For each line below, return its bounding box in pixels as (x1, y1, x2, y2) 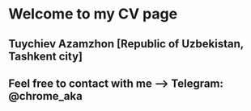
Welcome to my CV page (8, 5, 178, 23)
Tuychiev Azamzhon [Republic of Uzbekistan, (8, 37, 245, 51)
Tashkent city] (8, 49, 83, 63)
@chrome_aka (8, 89, 83, 103)
